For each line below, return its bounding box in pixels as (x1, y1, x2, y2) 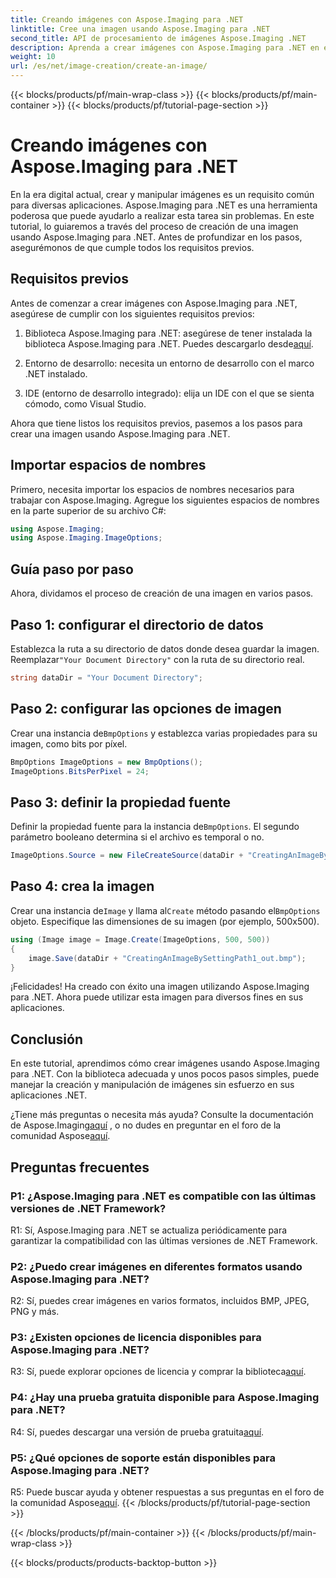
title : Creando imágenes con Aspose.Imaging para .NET (10, 14, 244, 25)
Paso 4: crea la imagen (10, 878, 155, 895)
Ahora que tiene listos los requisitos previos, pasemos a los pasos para (10, 417, 303, 429)
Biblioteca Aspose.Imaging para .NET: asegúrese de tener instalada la (24, 327, 313, 339)
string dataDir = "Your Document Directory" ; (10, 672, 203, 683)
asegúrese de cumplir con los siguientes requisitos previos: (10, 307, 255, 320)
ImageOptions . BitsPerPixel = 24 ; (10, 766, 150, 776)
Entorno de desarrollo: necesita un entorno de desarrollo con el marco (24, 357, 315, 369)
